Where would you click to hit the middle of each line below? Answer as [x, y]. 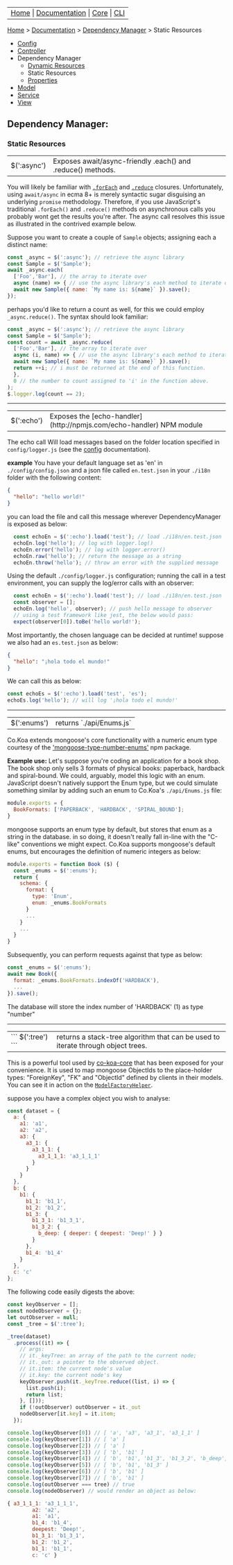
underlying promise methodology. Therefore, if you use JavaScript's [104, 201]
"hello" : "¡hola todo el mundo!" [62, 661]
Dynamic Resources [56, 66]
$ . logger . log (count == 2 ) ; [46, 394]
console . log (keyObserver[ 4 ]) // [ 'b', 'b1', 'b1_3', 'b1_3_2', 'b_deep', [118, 1459]
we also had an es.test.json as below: [63, 642]
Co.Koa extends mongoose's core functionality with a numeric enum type [112, 740]
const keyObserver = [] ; [43, 1305]
